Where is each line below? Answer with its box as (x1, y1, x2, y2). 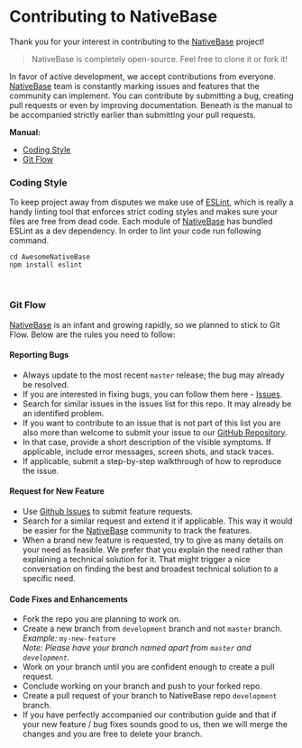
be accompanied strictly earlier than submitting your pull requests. (9, 109, 257, 120)
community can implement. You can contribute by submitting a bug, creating (9, 90, 295, 101)
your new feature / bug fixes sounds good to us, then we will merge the (22, 719, 288, 730)
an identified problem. (22, 407, 105, 418)
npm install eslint (9, 260, 83, 269)
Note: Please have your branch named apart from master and (22, 643, 252, 653)
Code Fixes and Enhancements (9, 593, 128, 605)
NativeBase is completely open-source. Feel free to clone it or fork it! (31, 53, 288, 64)
